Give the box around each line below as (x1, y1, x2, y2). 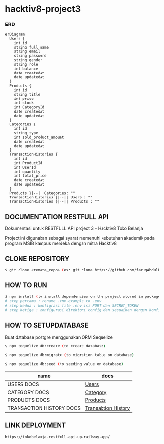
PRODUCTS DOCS (7, 396, 50, 403)
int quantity (14, 169, 41, 174)
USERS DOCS (7, 381, 39, 388)
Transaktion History (85, 404, 130, 411)
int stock (14, 100, 34, 106)
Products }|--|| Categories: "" (9, 191, 76, 196)
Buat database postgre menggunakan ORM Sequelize (5, 334, 113, 340)
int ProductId (14, 161, 42, 166)
